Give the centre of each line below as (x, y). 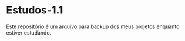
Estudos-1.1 (35, 10)
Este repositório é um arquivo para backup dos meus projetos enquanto (93, 26)
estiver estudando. (29, 32)
